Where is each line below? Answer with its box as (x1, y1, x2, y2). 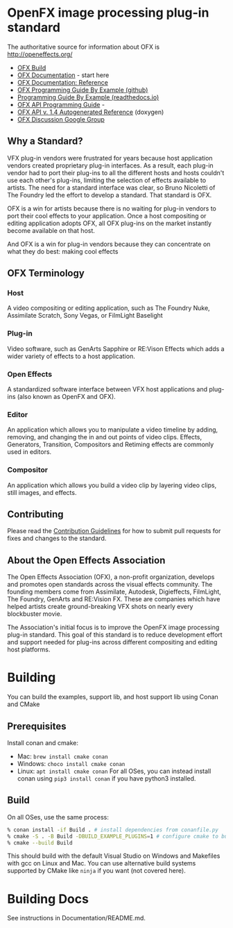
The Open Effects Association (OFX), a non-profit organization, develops (7, 573, 215, 581)
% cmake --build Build (7, 839, 73, 846)
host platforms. (7, 645, 51, 654)
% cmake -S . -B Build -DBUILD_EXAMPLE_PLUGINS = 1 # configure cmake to (7, 833, 218, 840)
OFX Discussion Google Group (17, 115, 105, 123)
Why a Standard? (7, 136, 83, 147)
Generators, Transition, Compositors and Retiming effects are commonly (7, 440, 214, 449)
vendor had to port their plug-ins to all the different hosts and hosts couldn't (7, 168, 225, 177)
